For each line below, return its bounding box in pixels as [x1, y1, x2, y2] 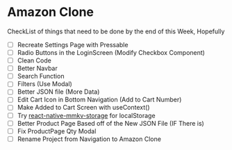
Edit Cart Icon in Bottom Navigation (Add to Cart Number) [17, 95, 182, 104]
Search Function [17, 72, 65, 81]
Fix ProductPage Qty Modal [17, 126, 97, 135]
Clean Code [17, 56, 52, 65]
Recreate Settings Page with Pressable [17, 40, 129, 49]
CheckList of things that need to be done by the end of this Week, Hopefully [7, 27, 225, 35]
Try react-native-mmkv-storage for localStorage [17, 111, 156, 119]
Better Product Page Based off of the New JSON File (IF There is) [17, 119, 205, 127]
